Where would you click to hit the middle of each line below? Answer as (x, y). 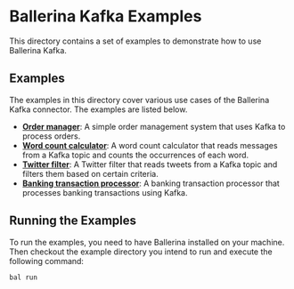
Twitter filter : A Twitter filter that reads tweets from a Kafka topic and (150, 164)
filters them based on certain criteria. (90, 173)
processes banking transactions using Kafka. (105, 192)
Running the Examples (73, 221)
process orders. (51, 136)
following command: (47, 261)
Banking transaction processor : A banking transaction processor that (151, 183)
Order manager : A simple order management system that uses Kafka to (154, 126)
